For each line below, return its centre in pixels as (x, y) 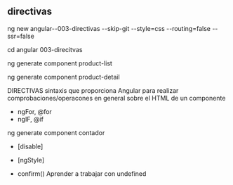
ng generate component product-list (60, 63)
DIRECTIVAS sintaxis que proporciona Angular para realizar (93, 90)
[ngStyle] (31, 160)
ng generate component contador (56, 132)
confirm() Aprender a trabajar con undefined (82, 173)
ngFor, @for (35, 111)
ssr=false (21, 36)
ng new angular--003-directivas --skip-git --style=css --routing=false (109, 28)
